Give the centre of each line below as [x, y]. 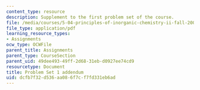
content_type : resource [36, 12]
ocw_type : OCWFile [29, 45]
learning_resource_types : [38, 34]
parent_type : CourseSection [41, 56]
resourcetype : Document [36, 67]
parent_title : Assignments [40, 50]
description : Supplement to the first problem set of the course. [90, 17]
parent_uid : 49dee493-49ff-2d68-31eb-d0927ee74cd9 [70, 61]
